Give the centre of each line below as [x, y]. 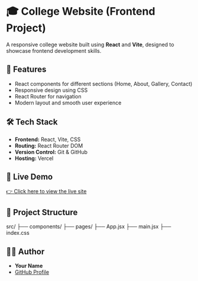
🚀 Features [26, 70]
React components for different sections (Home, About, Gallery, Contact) [103, 84]
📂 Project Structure [42, 212]
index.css [18, 233]
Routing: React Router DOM [49, 145]
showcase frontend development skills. [54, 50]
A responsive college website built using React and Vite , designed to [90, 44]
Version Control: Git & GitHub [51, 152]
